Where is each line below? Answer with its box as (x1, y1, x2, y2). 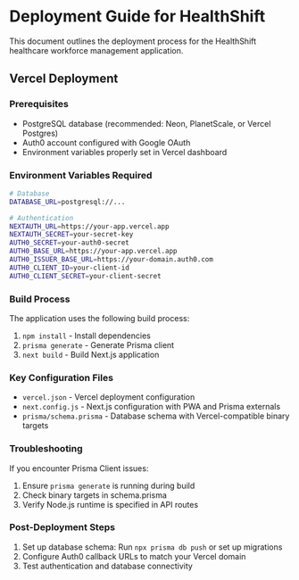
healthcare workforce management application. (9, 45, 184, 55)
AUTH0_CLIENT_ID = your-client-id (9, 263, 129, 272)
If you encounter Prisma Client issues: (9, 462, 149, 474)
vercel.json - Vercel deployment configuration (21, 392, 195, 402)
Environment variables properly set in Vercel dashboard (21, 146, 228, 157)
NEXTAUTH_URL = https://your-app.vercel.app (9, 221, 170, 231)
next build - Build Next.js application (21, 349, 160, 360)
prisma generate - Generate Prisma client (21, 339, 175, 350)
